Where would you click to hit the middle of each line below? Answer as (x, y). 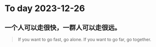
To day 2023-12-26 (45, 8)
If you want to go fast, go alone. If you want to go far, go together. (85, 39)
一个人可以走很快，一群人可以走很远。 (63, 27)
